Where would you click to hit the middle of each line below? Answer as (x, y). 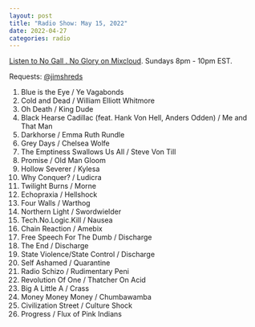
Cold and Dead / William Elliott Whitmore (88, 100)
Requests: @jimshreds (46, 76)
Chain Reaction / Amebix (61, 229)
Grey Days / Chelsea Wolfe (65, 143)
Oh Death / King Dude (57, 109)
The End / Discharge (55, 246)
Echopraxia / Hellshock (59, 194)
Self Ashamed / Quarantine (65, 263)
